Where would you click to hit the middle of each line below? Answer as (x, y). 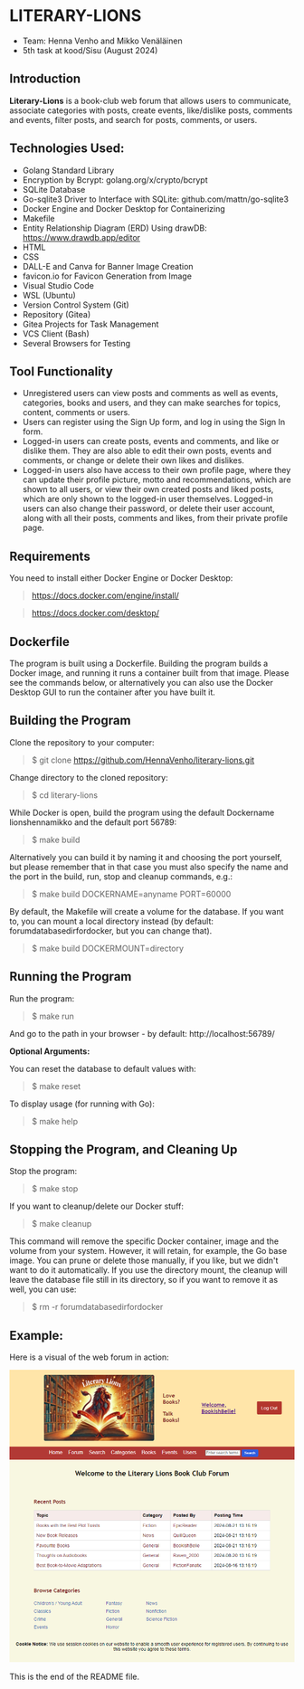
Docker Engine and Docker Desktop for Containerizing (124, 208)
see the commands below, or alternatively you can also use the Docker (141, 683)
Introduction (45, 79)
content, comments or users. (76, 413)
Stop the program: (43, 1172)
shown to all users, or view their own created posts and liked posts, (148, 489)
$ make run (53, 1016)
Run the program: (42, 998)
